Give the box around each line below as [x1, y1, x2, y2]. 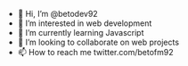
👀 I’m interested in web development [17, 18, 152, 29]
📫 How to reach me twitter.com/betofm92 [17, 47, 174, 57]
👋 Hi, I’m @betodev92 [17, 9, 98, 19]
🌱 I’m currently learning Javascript [17, 28, 144, 37]
